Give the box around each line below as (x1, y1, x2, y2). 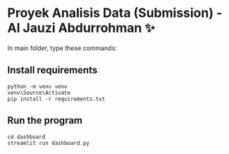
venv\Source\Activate (7, 89, 71, 96)
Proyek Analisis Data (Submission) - (7, 5, 223, 21)
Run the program (7, 114, 83, 126)
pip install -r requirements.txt (7, 95, 106, 102)
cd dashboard (7, 133, 46, 141)
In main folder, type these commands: (7, 44, 118, 52)
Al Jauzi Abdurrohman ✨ (7, 20, 155, 36)
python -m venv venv (7, 83, 68, 90)
